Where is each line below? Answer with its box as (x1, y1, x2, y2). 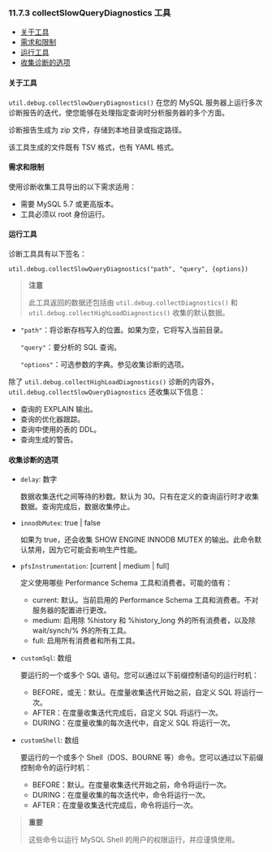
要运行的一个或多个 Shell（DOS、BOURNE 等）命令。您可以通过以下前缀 (19, 753, 264, 763)
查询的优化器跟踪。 (19, 414, 85, 424)
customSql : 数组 (19, 653, 72, 663)
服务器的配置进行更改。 (32, 605, 111, 615)
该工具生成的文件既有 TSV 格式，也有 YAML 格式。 (8, 142, 179, 152)
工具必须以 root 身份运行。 (19, 209, 110, 218)
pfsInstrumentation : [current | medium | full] (19, 561, 170, 571)
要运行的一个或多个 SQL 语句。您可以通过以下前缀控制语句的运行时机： (19, 670, 260, 680)
